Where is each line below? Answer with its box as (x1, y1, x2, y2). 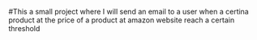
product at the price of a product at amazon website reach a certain (8, 15, 235, 25)
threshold (8, 24, 41, 33)
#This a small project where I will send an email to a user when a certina (8, 7, 249, 16)
